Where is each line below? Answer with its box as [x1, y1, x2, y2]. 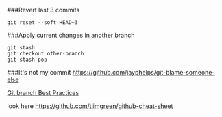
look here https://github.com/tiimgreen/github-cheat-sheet [7, 102, 173, 110]
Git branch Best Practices [7, 89, 79, 96]
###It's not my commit [7, 68, 71, 76]
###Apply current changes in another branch [7, 31, 135, 39]
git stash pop [7, 56, 48, 63]
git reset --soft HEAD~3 [7, 19, 78, 26]
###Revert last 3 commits [7, 6, 80, 14]
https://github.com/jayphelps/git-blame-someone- [72, 68, 215, 76]
